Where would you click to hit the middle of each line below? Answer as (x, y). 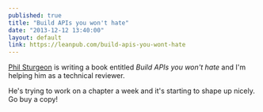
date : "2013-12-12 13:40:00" (56, 30)
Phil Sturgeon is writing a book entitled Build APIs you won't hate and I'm (127, 67)
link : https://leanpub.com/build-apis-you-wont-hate (97, 45)
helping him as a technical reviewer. (67, 76)
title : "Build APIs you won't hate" (69, 23)
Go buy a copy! (33, 99)
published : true (35, 15)
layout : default (35, 37)
